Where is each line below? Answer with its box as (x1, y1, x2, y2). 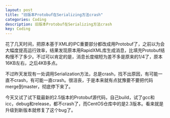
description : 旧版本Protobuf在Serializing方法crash (5, 21, 113, 27)
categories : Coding (5, 17, 47, 22)
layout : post (5, 7, 33, 13)
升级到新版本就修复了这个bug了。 (5, 107, 76, 113)
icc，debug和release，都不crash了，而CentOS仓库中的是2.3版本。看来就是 (5, 101, 164, 107)
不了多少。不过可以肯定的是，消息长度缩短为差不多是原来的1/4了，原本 (14, 54, 163, 60)
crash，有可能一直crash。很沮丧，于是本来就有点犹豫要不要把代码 (14, 77, 153, 83)
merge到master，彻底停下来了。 (5, 83, 74, 90)
